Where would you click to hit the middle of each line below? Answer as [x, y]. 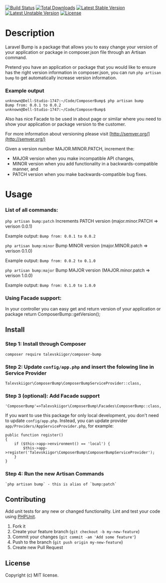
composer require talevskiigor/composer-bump [53, 354]
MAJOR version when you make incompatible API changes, [73, 158]
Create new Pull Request [38, 548]
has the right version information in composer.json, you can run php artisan [83, 72]
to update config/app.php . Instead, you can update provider [67, 421]
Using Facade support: [33, 298]
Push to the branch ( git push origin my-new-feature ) [68, 542]
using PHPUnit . [21, 517]
